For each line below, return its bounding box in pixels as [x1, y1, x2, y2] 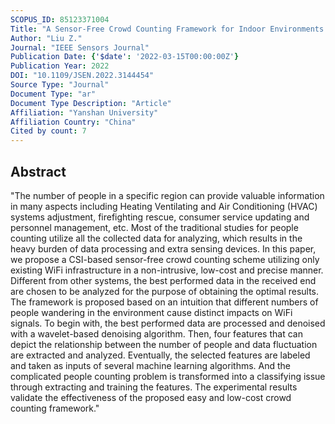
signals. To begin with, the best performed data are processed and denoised [10, 317, 326, 329]
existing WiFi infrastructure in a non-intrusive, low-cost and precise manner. [10, 264, 324, 276]
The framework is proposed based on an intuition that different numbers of [10, 296, 319, 308]
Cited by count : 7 [10, 126, 87, 136]
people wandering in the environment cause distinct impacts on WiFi [10, 306, 293, 318]
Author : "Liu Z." [10, 33, 83, 43]
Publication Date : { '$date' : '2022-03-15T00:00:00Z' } [10, 52, 240, 62]
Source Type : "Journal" [10, 80, 110, 90]
